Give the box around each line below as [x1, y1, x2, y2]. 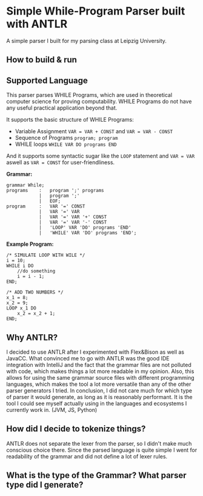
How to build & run [6, 55, 78, 65]
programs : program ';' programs [6, 188, 104, 194]
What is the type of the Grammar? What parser [6, 471, 187, 481]
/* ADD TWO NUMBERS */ [6, 289, 64, 296]
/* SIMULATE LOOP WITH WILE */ [6, 253, 85, 259]
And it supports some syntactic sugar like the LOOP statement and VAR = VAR [6, 153, 195, 160]
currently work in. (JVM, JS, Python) [6, 406, 98, 413]
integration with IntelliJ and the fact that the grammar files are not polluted [6, 361, 192, 368]
